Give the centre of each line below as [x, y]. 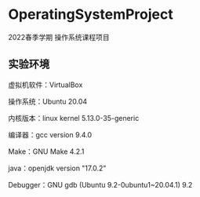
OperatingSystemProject [91, 15]
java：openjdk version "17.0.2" [57, 168]
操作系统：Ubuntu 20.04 [48, 101]
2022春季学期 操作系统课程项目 [59, 37]
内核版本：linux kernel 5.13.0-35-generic [74, 118]
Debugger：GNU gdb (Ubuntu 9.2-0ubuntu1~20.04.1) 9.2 [100, 184]
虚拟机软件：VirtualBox [45, 85]
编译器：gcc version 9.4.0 [50, 134]
